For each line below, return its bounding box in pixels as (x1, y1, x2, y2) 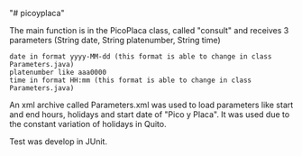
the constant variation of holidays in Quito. (9, 119, 167, 129)
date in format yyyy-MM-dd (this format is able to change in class (9, 52, 272, 61)
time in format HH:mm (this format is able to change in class (9, 76, 252, 85)
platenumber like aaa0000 (9, 68, 106, 77)
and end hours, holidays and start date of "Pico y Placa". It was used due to (9, 109, 290, 120)
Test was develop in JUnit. (9, 136, 108, 147)
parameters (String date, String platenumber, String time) (9, 35, 221, 45)
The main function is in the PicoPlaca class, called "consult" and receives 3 (9, 25, 289, 35)
